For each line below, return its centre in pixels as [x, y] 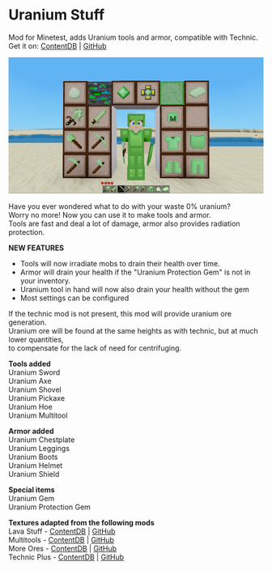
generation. [28, 322]
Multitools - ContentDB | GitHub [62, 540]
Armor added [31, 432]
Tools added [30, 364]
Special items [32, 490]
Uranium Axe [30, 381]
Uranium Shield [34, 474]
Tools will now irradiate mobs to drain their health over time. [120, 264]
